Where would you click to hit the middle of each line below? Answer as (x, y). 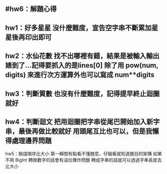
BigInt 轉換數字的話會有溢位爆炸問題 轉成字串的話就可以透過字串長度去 (88, 160)
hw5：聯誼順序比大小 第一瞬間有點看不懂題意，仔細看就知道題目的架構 (78, 154)
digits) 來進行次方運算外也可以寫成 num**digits (80, 75)
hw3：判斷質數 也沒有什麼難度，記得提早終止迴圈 (82, 94)
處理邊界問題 (32, 140)
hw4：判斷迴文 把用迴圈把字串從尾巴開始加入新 (79, 122)
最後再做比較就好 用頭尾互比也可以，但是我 (85, 131)
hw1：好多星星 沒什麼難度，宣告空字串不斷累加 (78, 27)
